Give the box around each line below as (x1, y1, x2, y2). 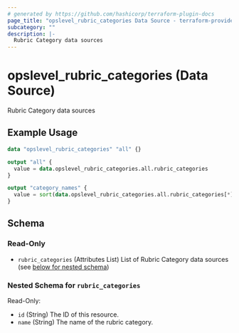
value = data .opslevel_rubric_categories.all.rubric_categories (14, 165, 208, 172)
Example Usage (7, 127, 78, 139)
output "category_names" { (7, 184, 87, 192)
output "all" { (7, 158, 53, 166)
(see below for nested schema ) (17, 263, 110, 271)
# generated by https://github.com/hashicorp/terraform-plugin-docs (7, 10, 215, 18)
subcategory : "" (7, 23, 55, 31)
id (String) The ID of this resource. (17, 310, 119, 319)
